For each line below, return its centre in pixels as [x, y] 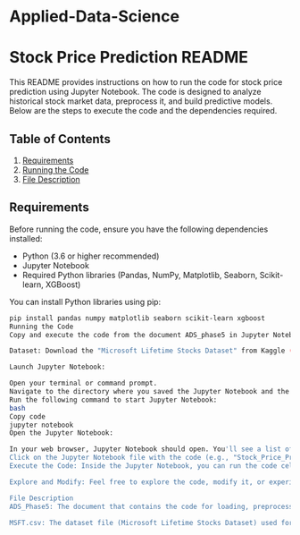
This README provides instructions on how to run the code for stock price [146, 82]
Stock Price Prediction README [129, 58]
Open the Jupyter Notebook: [62, 433]
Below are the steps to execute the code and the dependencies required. [143, 111]
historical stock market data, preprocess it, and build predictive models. [141, 101]
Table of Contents [60, 139]
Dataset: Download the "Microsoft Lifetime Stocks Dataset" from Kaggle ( [151, 351]
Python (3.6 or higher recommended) [91, 256]
